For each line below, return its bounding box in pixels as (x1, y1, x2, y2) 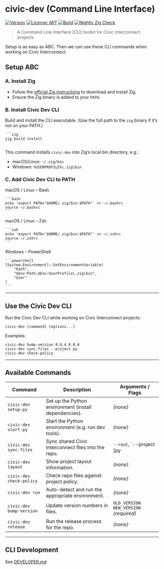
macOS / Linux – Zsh (5, 218, 47, 224)
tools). (45, 430, 61, 437)
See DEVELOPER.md (5, 559, 47, 565)
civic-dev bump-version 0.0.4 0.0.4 (5, 342, 80, 348)
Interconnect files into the (45, 444, 105, 451)
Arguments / (120, 383, 150, 390)
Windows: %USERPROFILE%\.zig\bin (12, 164, 82, 170)
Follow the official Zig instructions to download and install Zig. (12, 89, 137, 95)
